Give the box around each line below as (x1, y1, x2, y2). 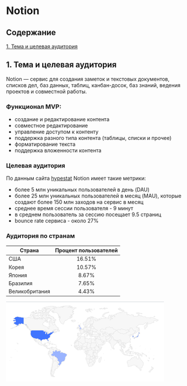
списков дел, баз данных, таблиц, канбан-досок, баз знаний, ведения (6, 81, 181, 88)
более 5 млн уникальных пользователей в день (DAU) (14, 186, 150, 193)
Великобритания (8, 288, 51, 295)
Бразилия (8, 280, 33, 287)
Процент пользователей (55, 247, 118, 254)
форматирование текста (14, 141, 76, 148)
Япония (8, 271, 27, 279)
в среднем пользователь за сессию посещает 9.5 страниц (14, 211, 162, 218)
